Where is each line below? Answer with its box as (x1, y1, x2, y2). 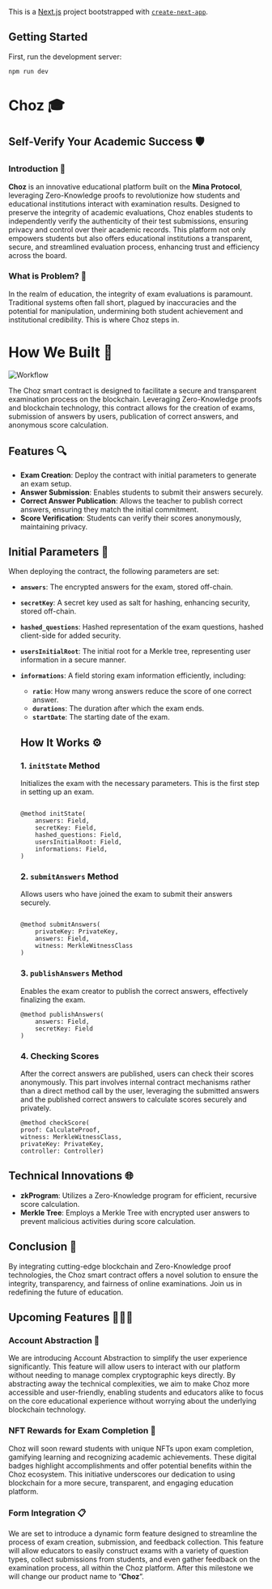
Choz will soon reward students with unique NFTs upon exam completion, (8, 1443, 254, 1453)
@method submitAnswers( (19, 920, 101, 929)
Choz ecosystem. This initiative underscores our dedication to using (8, 1469, 236, 1479)
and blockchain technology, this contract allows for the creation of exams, (8, 402, 255, 412)
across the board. (8, 250, 67, 260)
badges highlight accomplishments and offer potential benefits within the (8, 1460, 253, 1470)
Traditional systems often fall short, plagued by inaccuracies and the (8, 297, 237, 307)
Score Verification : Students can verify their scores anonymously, (19, 513, 242, 523)
